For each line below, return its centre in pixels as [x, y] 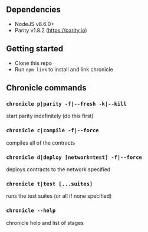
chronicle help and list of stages [45, 223]
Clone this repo [33, 63]
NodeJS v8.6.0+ [34, 24]
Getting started [35, 49]
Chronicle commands [46, 88]
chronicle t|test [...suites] [50, 184]
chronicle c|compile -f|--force [52, 130]
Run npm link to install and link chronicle [64, 69]
